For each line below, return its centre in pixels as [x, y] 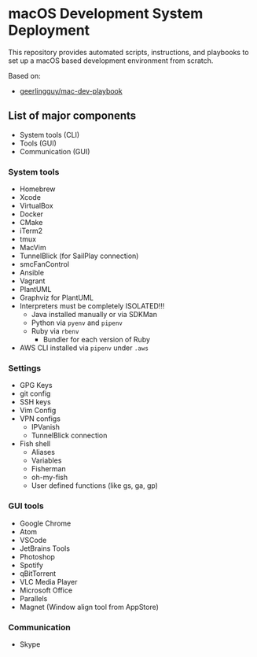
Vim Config [38, 411]
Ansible [32, 273]
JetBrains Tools [45, 548]
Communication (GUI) [55, 151]
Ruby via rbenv [55, 331]
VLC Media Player [48, 581]
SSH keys [35, 402]
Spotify [31, 565]
